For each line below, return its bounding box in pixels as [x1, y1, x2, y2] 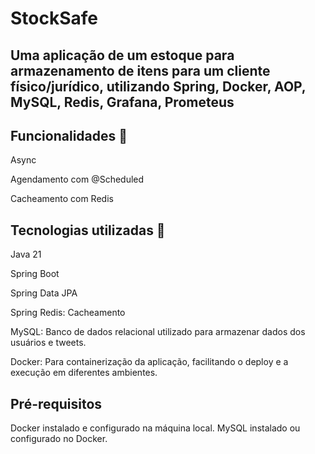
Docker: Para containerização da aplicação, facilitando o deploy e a [10, 356, 289, 368]
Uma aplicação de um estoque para [10, 47, 235, 64]
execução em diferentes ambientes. [10, 367, 158, 379]
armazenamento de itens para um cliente [10, 62, 271, 79]
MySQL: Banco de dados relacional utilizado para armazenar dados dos [10, 326, 306, 338]
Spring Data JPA [10, 287, 78, 299]
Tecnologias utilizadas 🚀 [10, 222, 166, 239]
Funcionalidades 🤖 [10, 127, 128, 144]
